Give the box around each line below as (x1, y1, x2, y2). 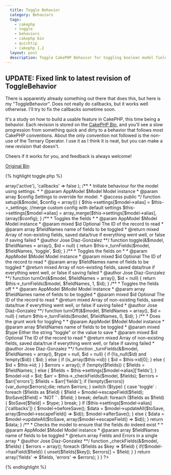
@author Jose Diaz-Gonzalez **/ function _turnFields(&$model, (5, 346, 139, 352)
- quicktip (14, 41, 38, 46)
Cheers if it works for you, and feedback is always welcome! (5, 153, 132, 159)
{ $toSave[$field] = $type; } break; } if (5, 400, 85, 406)
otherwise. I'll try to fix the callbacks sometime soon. (5, 106, 116, 112)
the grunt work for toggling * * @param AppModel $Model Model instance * (5, 319, 164, 325)
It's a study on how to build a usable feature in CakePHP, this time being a (5, 116, 160, 123)
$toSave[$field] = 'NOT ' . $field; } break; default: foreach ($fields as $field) (5, 394, 164, 401)
